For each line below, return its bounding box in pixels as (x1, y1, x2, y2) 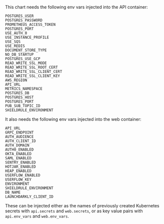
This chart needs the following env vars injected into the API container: (5, 4, 148, 10)
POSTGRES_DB (5, 90, 29, 95)
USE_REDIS (5, 44, 25, 48)
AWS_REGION (5, 78, 27, 83)
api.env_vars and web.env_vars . (5, 213, 70, 219)
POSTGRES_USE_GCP (5, 56, 41, 61)
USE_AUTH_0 (5, 31, 27, 36)
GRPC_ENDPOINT (5, 130, 34, 135)
